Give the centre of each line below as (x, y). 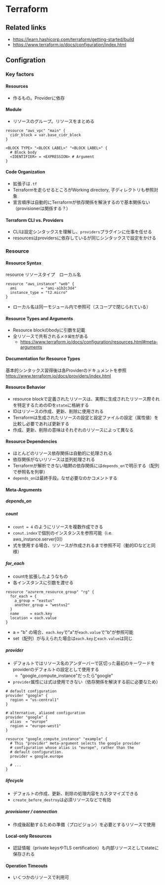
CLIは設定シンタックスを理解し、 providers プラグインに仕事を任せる (82, 232)
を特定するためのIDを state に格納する (51, 405)
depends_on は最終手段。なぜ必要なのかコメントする (65, 478)
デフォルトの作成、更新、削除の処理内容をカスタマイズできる (76, 793)
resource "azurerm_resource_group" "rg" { (50, 592)
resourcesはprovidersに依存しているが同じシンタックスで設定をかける (84, 238)
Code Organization (25, 172)
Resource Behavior (26, 387)
